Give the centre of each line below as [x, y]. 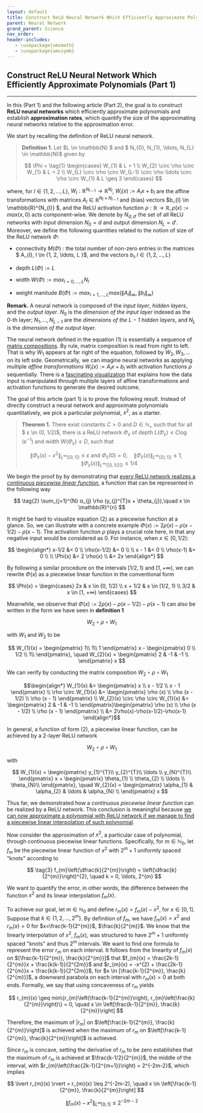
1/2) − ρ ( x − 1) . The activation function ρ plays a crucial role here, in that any [101, 532]
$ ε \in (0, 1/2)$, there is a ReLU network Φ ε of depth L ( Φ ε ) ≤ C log [104, 433]
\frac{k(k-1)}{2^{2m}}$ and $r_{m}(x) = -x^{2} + [95, 964]
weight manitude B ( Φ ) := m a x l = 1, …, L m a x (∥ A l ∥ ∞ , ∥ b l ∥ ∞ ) [85, 293]
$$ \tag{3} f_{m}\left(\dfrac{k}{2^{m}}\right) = [84, 870]
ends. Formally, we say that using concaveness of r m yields [80, 986]
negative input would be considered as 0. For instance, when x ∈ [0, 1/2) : [98, 538]
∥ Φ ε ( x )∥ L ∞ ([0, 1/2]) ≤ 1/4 [109, 464]
